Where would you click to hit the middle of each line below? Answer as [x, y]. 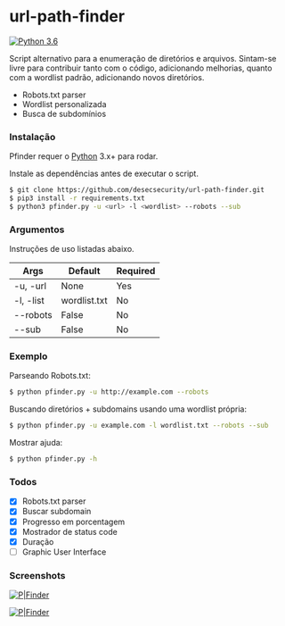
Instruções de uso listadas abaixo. [72, 249]
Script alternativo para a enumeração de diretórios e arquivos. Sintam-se [143, 58]
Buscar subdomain [57, 512]
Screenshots [37, 575]
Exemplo [28, 356]
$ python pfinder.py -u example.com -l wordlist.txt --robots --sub [139, 426]
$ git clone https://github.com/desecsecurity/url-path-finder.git [137, 190]
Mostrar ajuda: [36, 443]
